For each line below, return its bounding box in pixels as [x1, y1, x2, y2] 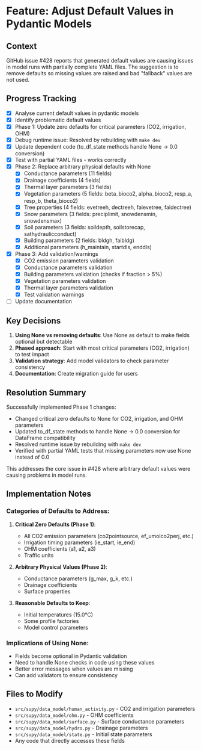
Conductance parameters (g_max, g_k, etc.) [23, 575, 133, 582]
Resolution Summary [6, 387, 86, 398]
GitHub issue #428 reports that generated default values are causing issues [6, 57, 194, 64]
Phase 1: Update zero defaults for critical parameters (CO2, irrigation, [14, 123, 187, 130]
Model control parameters [23, 624, 89, 631]
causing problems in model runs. [6, 471, 88, 479]
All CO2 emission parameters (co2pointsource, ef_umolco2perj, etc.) [23, 532, 194, 539]
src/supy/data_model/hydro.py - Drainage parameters [14, 724, 148, 731]
